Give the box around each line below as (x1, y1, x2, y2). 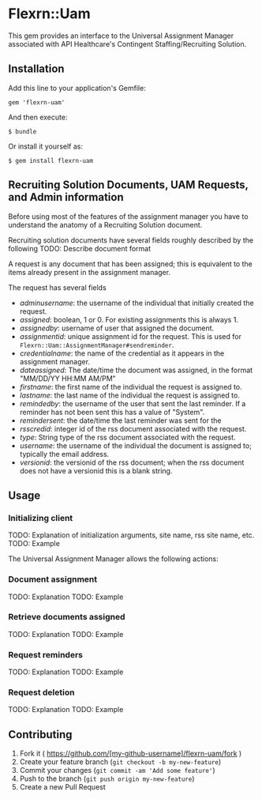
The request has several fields (8, 282, 107, 292)
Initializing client (8, 512, 73, 523)
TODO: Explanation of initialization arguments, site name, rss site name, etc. (8, 530, 255, 540)
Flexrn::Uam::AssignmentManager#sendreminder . (19, 340, 174, 349)
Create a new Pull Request (19, 782, 107, 792)
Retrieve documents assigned (8, 612, 125, 623)
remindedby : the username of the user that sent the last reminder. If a (19, 398, 246, 408)
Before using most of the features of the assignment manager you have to (8, 211, 249, 221)
